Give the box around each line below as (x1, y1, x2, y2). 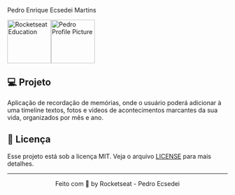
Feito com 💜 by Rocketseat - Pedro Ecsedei (55, 179, 180, 187)
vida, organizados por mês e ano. (7, 113, 104, 121)
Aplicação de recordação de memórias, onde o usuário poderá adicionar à (7, 98, 222, 107)
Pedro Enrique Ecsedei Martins (7, 6, 97, 14)
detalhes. (7, 159, 34, 168)
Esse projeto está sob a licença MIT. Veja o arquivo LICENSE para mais (7, 152, 212, 160)
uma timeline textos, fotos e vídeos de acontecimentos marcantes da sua (7, 106, 218, 114)
